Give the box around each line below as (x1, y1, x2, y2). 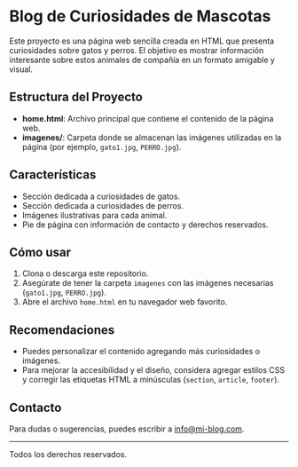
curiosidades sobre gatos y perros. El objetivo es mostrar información (9, 44, 264, 55)
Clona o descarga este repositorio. (21, 268, 149, 279)
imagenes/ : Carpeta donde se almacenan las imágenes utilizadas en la (21, 131, 282, 143)
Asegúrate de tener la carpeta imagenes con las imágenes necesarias (21, 278, 274, 289)
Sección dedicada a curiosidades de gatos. (21, 191, 180, 202)
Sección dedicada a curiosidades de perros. (21, 200, 184, 210)
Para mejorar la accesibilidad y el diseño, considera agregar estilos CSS (21, 365, 286, 376)
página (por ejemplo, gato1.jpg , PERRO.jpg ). (21, 141, 182, 152)
